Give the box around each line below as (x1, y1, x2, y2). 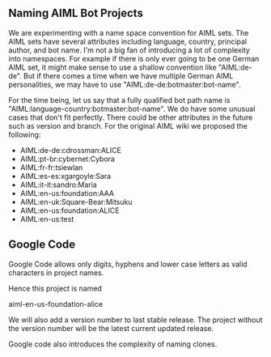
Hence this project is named (8, 283, 103, 293)
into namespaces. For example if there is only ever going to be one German (8, 53, 260, 63)
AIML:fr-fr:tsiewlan (19, 162, 83, 172)
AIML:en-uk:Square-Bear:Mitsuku (19, 197, 133, 206)
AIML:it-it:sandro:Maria (19, 180, 97, 189)
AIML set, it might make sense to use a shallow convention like (8, 62, 217, 72)
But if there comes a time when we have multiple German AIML (23, 70, 234, 80)
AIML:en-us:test (19, 214, 74, 223)
